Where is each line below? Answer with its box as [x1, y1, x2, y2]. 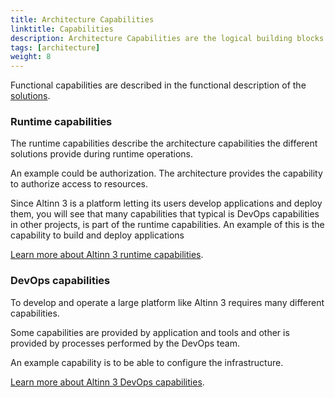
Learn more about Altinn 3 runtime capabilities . [10, 249, 204, 261]
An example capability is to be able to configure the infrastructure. [10, 356, 284, 368]
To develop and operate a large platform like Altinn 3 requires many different [10, 296, 325, 308]
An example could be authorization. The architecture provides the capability [10, 167, 323, 180]
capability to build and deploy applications [10, 229, 185, 241]
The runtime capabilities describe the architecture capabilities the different [10, 137, 318, 150]
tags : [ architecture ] [10, 42, 101, 53]
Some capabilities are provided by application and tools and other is [10, 326, 290, 338]
